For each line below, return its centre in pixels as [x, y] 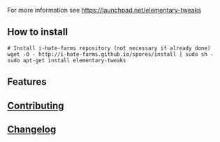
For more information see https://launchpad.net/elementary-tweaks [104, 10]
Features [27, 82]
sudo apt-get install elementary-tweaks [67, 60]
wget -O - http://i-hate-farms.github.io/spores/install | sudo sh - [111, 54]
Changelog [32, 129]
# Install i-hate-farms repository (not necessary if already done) [109, 48]
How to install [38, 32]
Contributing [36, 105]
